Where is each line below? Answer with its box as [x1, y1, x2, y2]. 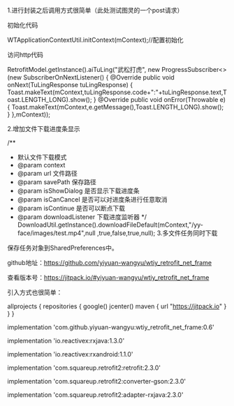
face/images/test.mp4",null [17, 229, 96, 237]
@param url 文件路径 [17, 170, 78, 177]
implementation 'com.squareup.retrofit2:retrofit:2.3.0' [7, 363, 161, 372]
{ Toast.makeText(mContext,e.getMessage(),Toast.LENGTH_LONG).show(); [7, 103, 224, 111]
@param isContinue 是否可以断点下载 [17, 204, 126, 212]
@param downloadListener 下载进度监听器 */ [17, 213, 147, 221]
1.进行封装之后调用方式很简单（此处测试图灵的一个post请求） [7, 6, 184, 14]
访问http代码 [7, 51, 44, 59]
